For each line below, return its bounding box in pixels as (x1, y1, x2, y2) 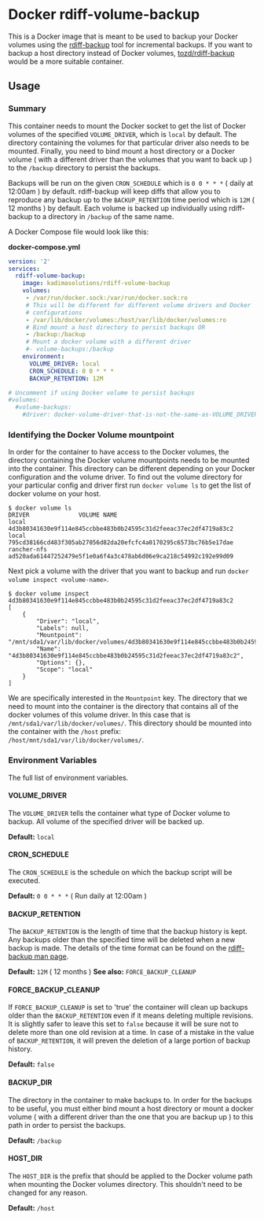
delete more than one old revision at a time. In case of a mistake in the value (8, 1028, 255, 1037)
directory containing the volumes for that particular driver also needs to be (8, 138, 250, 147)
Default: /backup (8, 1136, 62, 1145)
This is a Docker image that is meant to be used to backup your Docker (8, 32, 238, 41)
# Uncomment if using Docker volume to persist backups (8, 388, 195, 397)
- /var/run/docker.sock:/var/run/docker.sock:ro (25, 294, 189, 302)
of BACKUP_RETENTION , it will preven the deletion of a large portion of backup (8, 1036, 251, 1045)
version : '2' (8, 258, 51, 265)
